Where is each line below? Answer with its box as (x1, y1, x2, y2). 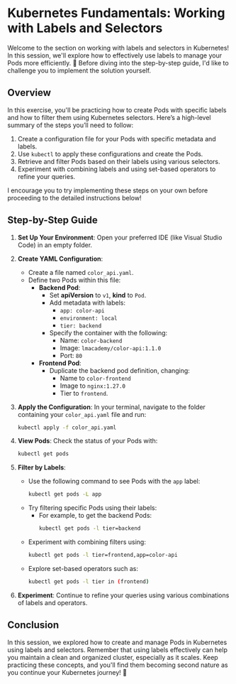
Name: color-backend (60, 336, 123, 344)
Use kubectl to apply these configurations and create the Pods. (17, 149, 203, 158)
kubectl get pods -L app (28, 491, 102, 498)
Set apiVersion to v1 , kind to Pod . (49, 291, 147, 299)
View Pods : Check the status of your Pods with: (17, 437, 158, 445)
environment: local (60, 315, 118, 322)
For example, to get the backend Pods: (38, 511, 152, 520)
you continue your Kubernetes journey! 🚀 (7, 668, 128, 676)
